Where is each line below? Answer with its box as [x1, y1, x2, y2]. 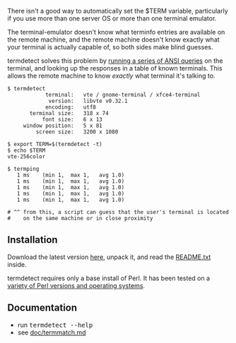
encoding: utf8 [45, 104, 97, 111]
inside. [7, 260, 27, 268]
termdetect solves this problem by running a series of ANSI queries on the [7, 56, 223, 65]
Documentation [7, 302, 78, 314]
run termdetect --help [17, 320, 93, 329]
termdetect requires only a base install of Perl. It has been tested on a [7, 274, 211, 282]
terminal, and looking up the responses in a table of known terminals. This [7, 64, 223, 72]
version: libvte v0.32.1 [48, 97, 129, 104]
